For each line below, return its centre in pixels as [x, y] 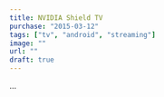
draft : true [32, 60]
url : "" [24, 52]
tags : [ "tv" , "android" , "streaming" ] [82, 34]
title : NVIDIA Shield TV [56, 18]
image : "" [28, 43]
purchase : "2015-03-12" [54, 26]
